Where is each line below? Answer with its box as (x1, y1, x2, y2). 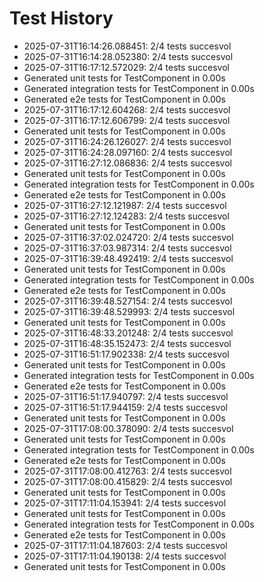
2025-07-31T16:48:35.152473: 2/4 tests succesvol (23, 337, 232, 349)
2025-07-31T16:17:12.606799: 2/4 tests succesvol (23, 114, 231, 126)
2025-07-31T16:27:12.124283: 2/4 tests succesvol (23, 210, 230, 222)
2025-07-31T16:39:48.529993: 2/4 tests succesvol (23, 305, 236, 317)
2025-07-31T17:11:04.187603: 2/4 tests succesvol (23, 539, 228, 551)
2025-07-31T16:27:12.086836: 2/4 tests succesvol (23, 157, 232, 169)
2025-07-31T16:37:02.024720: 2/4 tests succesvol (23, 231, 234, 243)
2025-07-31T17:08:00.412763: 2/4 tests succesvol (23, 465, 232, 477)
